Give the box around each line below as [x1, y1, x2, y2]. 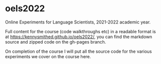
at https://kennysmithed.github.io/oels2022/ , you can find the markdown [5, 34, 153, 40]
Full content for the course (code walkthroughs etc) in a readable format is [5, 28, 156, 34]
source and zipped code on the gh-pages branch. [5, 39, 106, 44]
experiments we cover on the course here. [5, 53, 91, 59]
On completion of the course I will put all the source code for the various [5, 48, 152, 54]
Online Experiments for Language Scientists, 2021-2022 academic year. [5, 19, 151, 25]
